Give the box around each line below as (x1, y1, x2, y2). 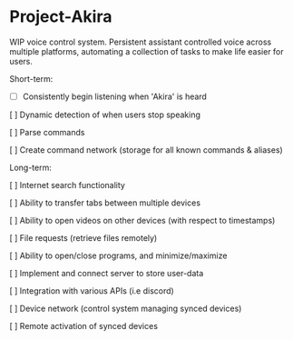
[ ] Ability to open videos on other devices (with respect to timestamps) (9, 215, 276, 225)
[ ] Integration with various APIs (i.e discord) (9, 285, 174, 296)
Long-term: (9, 162, 52, 173)
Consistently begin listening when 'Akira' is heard (22, 91, 207, 102)
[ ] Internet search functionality (9, 180, 125, 190)
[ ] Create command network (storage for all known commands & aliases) (9, 145, 283, 155)
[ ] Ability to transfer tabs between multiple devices (9, 197, 201, 208)
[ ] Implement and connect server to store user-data (9, 268, 204, 278)
